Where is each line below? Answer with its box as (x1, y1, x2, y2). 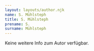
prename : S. (5, 21, 30, 27)
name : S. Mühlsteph (5, 12, 46, 17)
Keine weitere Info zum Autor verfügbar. (5, 40, 89, 46)
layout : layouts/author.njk (5, 7, 65, 13)
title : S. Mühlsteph (5, 17, 49, 22)
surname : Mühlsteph (5, 26, 46, 31)
